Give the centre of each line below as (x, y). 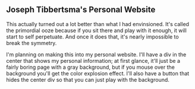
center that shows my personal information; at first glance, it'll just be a (93, 61)
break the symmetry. (32, 43)
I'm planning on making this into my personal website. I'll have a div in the (96, 54)
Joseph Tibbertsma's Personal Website (81, 10)
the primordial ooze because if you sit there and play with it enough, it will (97, 30)
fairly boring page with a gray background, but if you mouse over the (91, 67)
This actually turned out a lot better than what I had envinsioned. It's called (97, 24)
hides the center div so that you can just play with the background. (88, 80)
